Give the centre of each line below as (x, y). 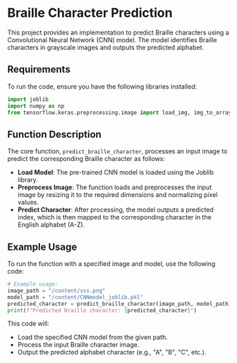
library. (28, 180)
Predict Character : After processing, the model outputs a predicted (115, 210)
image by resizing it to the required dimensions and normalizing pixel (117, 195)
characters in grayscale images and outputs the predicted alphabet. (106, 47)
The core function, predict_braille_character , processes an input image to (117, 151)
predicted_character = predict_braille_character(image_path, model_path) (120, 304)
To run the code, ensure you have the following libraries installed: (102, 87)
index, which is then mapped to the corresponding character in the (114, 217)
